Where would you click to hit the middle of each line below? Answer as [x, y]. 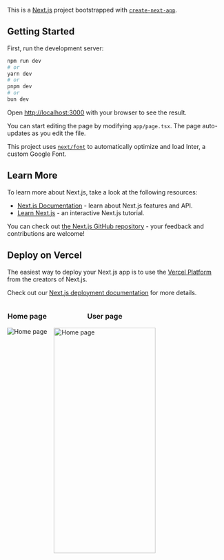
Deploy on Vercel [45, 256]
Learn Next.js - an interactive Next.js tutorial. [81, 212]
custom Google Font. [37, 154]
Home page [27, 317]
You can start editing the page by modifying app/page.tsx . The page [104, 126]
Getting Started [41, 31]
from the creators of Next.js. [47, 279]
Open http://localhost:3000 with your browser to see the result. [97, 112]
